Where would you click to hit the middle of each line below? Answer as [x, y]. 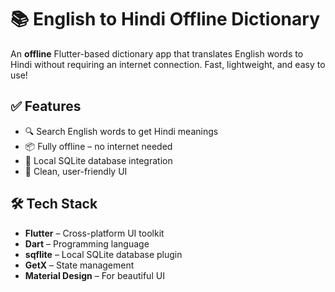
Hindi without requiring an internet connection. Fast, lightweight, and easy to [168, 64]
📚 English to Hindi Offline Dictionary [165, 19]
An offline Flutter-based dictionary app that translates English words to [157, 53]
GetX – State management [79, 265]
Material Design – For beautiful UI [94, 275]
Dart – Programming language [87, 243]
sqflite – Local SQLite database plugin [103, 254]
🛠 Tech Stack [54, 204]
